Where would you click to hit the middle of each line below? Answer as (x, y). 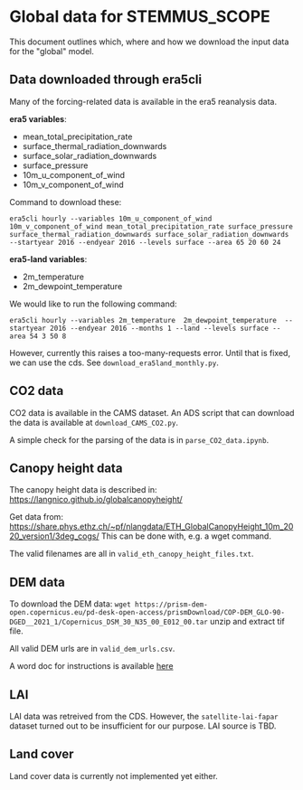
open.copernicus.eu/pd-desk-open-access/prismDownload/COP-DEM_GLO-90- (147, 613)
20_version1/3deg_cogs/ (54, 536)
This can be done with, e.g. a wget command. (186, 536)
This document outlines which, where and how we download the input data (149, 42)
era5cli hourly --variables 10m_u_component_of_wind (111, 219)
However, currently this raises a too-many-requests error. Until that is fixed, (150, 353)
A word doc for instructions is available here (91, 666)
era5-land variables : (48, 259)
